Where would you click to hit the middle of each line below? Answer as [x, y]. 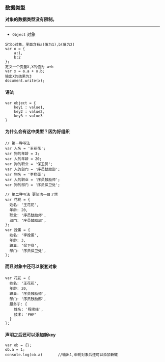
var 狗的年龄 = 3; [22, 154]
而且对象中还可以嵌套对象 [31, 266]
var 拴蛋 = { [18, 230]
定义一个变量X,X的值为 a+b [29, 67]
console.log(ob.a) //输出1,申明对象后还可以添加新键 [61, 355]
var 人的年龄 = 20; [24, 159]
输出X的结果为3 [18, 77]
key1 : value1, [29, 107]
